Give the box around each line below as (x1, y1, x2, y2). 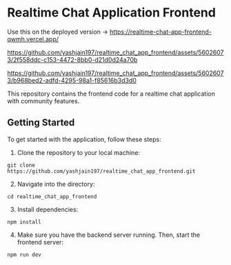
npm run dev (7, 251, 41, 258)
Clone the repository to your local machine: (17, 148, 140, 156)
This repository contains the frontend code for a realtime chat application (7, 89, 215, 98)
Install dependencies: (17, 205, 79, 213)
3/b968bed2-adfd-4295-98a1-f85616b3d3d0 (7, 76, 137, 84)
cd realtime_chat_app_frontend (7, 193, 97, 200)
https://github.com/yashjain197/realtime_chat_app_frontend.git (7, 167, 196, 175)
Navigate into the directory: (17, 180, 95, 188)
